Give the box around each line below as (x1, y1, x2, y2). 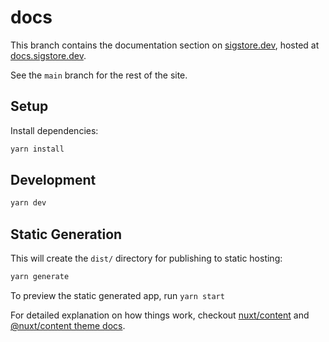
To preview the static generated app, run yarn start (10, 290, 225, 301)
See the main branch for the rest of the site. (10, 69, 188, 81)
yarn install (10, 144, 65, 154)
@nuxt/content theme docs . (10, 320, 126, 331)
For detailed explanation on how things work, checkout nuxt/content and (10, 309, 310, 321)
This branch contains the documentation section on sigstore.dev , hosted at (10, 39, 320, 51)
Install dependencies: (10, 124, 99, 136)
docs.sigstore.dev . (10, 49, 87, 61)
